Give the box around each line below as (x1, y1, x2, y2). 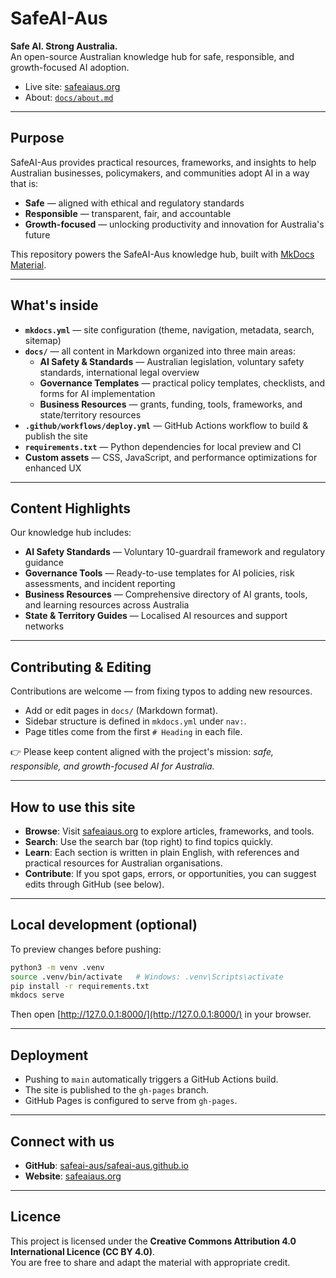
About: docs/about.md (24, 91, 114, 103)
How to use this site (10, 798, 136, 816)
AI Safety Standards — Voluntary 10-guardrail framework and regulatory (24, 546, 326, 558)
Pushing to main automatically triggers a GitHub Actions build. (24, 1073, 279, 1086)
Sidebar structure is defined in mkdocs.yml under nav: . (24, 715, 247, 727)
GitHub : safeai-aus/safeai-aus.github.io (24, 1159, 189, 1171)
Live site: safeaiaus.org (24, 80, 121, 92)
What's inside (10, 297, 99, 314)
